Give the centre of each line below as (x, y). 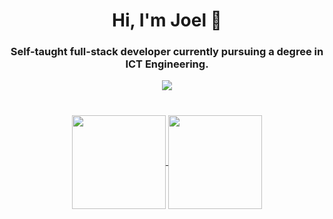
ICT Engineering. (167, 64)
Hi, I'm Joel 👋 (167, 20)
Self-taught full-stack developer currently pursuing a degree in (167, 52)
